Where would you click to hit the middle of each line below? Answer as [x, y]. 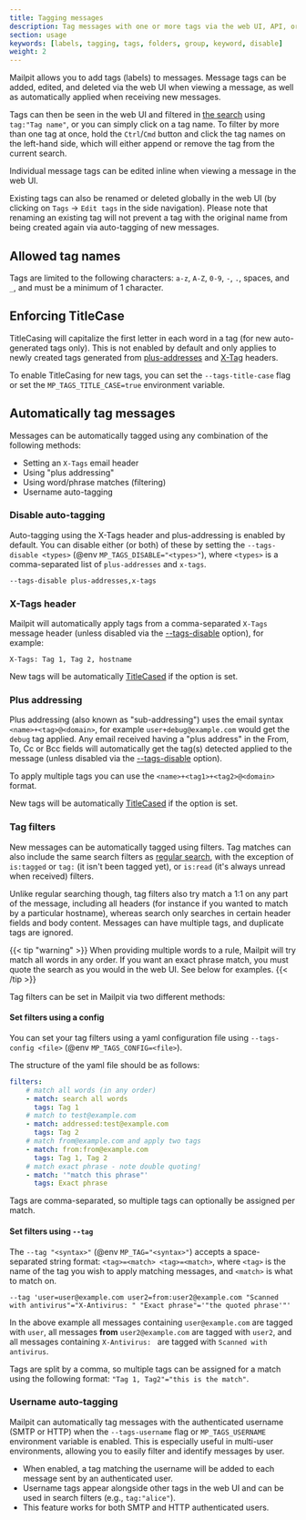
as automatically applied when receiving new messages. [115, 97]
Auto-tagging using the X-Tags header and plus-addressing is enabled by [148, 535]
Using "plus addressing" [68, 472]
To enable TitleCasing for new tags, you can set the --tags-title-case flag [150, 375]
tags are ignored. [41, 932]
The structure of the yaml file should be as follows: [105, 1065]
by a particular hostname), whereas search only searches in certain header [150, 913]
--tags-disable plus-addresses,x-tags [83, 581]
